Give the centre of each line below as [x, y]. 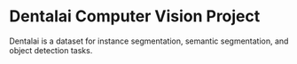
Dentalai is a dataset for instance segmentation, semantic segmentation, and [149, 41]
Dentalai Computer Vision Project [135, 16]
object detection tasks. [51, 50]
